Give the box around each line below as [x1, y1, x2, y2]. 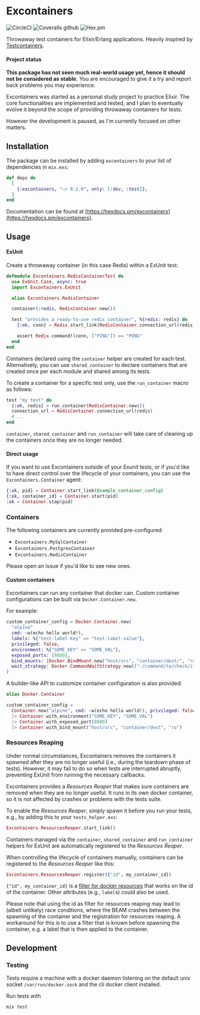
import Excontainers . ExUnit [11, 284, 82, 291]
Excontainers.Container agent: [6, 476, 82, 484]
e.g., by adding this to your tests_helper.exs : [6, 813, 118, 820]
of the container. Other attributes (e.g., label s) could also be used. [6, 889, 170, 896]
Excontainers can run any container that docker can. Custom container [6, 589, 180, 597]
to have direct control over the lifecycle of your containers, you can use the [6, 470, 190, 477]
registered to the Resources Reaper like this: [6, 860, 115, 867]
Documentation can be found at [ [6, 208, 87, 215]
